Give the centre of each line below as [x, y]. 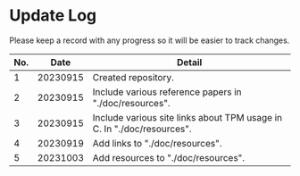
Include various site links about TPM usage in [187, 117]
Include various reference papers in [167, 92]
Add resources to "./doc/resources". [169, 157]
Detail [190, 62]
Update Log [53, 16]
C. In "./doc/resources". [142, 129]
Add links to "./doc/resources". [157, 143]
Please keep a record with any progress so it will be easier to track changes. [150, 40]
